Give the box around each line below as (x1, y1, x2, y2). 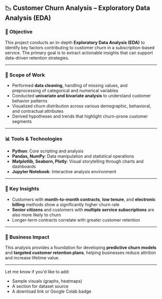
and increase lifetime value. (5, 254, 60, 260)
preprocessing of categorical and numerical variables (12, 88, 119, 93)
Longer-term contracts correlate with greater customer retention (12, 217, 140, 223)
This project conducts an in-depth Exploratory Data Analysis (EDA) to (5, 39, 145, 45)
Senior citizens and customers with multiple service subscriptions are (12, 207, 154, 212)
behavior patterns (12, 98, 48, 104)
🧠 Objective (5, 29, 33, 35)
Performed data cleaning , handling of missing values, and (12, 82, 128, 88)
